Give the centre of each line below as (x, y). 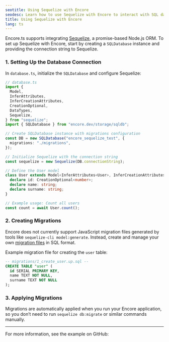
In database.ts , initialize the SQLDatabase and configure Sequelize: (73, 73)
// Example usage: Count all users (43, 203)
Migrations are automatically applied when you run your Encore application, (83, 309)
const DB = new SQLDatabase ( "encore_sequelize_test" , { (65, 138)
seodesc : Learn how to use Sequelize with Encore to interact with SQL (82, 15)
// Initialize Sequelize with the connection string (62, 157)
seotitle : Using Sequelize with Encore (47, 10)
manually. (15, 320)
